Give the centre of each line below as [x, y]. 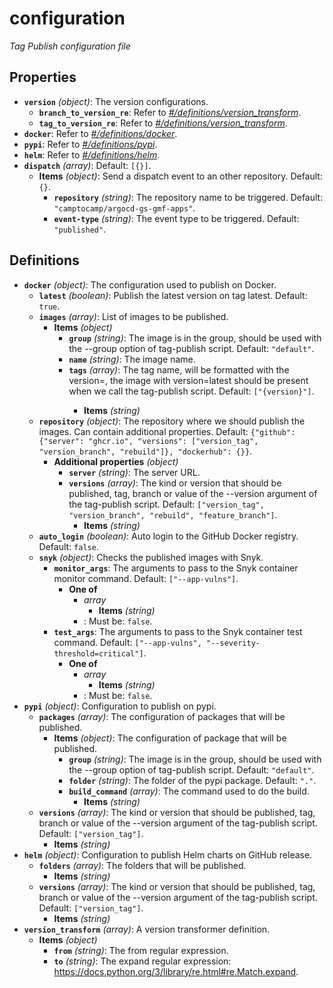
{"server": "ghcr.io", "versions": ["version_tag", [148, 441]
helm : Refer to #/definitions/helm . [92, 154]
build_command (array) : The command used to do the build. [189, 791]
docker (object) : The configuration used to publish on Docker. [150, 284]
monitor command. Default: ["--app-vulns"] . [146, 578]
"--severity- [233, 643]
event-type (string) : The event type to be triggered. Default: [176, 218]
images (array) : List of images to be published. [133, 316]
